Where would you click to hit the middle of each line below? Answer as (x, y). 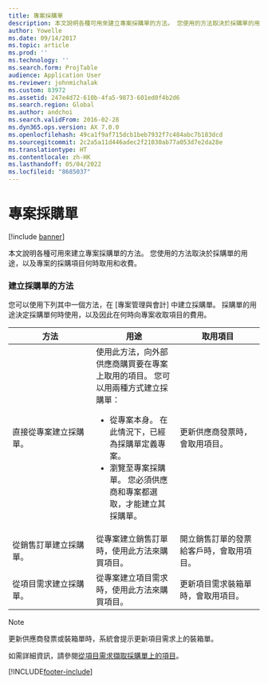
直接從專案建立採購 (49, 432)
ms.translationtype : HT (48, 150)
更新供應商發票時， (216, 432)
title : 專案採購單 (36, 16)
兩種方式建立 (136, 388)
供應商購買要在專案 (132, 364)
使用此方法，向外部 (132, 352)
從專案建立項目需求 (132, 578)
